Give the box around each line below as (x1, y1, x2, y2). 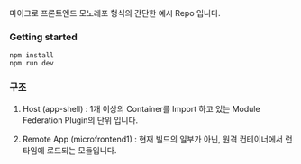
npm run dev (9, 59, 54, 68)
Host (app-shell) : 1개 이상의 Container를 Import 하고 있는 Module (22, 103, 260, 114)
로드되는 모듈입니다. (46, 144, 117, 155)
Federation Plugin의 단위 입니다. (22, 115, 139, 125)
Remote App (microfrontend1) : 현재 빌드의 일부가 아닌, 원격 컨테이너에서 (22, 134, 284, 144)
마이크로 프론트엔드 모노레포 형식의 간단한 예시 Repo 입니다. (9, 8, 221, 18)
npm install (9, 51, 54, 60)
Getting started (9, 30, 78, 43)
